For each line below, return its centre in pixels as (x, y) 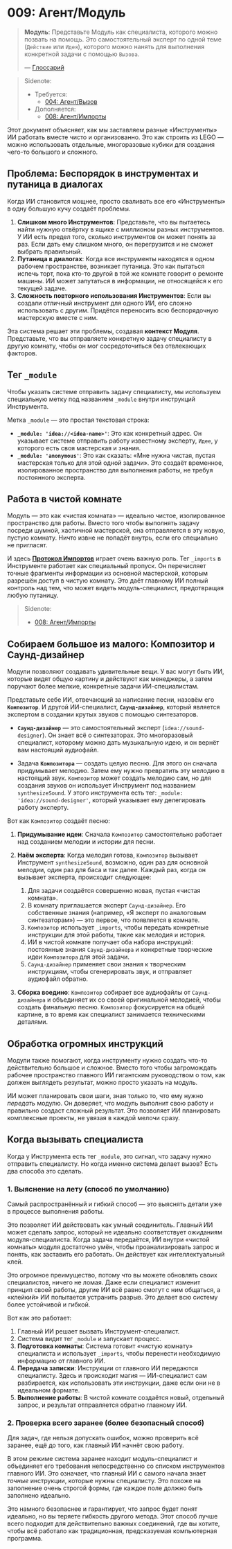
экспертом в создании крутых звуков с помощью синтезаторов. (103, 714)
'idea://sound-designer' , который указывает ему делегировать (111, 800)
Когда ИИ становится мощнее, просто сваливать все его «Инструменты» (116, 201)
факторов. (22, 353)
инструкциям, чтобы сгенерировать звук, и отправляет (110, 972)
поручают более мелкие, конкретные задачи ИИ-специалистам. (103, 687)
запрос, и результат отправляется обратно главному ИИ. (102, 1405)
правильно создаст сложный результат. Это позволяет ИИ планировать (114, 1110)
